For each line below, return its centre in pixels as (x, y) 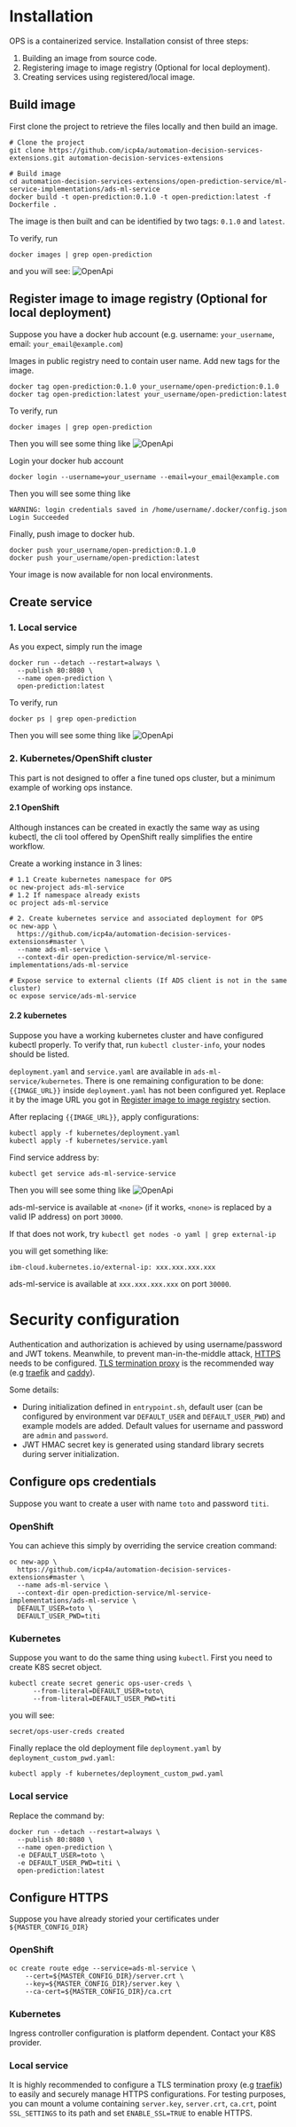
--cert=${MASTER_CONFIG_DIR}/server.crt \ (105, 1976)
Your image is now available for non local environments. (111, 574)
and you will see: (40, 271)
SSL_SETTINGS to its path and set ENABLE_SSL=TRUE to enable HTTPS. (131, 2113)
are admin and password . (65, 1435)
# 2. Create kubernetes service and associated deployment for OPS (136, 918)
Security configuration (94, 1320)
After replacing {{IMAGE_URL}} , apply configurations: (104, 1116)
